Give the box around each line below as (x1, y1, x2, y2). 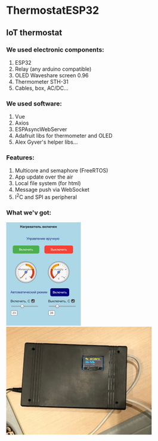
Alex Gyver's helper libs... (14, 138, 78, 146)
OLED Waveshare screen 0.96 (14, 71, 89, 78)
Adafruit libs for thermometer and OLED (14, 132, 113, 140)
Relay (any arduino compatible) (14, 65, 92, 73)
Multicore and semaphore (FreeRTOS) (14, 167, 109, 174)
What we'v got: (6, 209, 52, 217)
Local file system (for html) (14, 180, 82, 187)
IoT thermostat (6, 28, 63, 38)
